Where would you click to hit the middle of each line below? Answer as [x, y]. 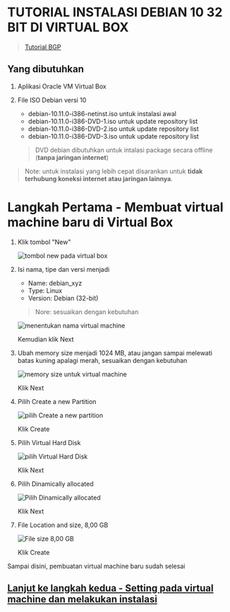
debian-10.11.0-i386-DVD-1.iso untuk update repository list [113, 121]
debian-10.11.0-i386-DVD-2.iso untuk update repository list [113, 129]
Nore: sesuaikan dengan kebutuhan [87, 311]
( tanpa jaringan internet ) [72, 157]
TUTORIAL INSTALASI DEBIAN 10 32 [115, 12]
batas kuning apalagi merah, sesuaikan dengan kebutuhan [102, 360]
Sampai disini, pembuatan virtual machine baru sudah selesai [96, 566]
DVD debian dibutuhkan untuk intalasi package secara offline [124, 150]
